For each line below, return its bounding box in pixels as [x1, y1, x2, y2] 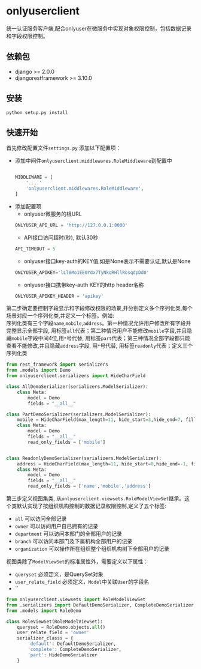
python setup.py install [6, 109, 68, 115]
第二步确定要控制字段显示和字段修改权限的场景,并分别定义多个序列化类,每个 [6, 304, 193, 312]
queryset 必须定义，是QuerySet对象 [14, 571, 103, 578]
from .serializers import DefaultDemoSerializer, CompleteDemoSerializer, [6, 602, 197, 608]
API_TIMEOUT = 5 [14, 246, 56, 252]
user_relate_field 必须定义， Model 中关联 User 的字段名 [14, 578, 150, 585]
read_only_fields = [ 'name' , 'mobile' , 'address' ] [28, 483, 151, 489]
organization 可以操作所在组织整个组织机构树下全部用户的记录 [14, 545, 169, 552]
